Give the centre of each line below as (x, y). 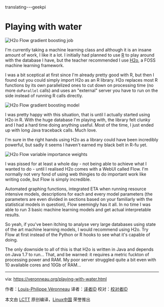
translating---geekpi (26, 7)
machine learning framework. (35, 65)
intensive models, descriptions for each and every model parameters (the (79, 194)
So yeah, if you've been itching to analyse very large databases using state (81, 224)
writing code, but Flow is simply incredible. (48, 179)
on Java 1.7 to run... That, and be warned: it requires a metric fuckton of (77, 254)
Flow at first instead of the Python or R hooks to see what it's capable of (78, 235)
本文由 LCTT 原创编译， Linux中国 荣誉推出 (48, 299)
